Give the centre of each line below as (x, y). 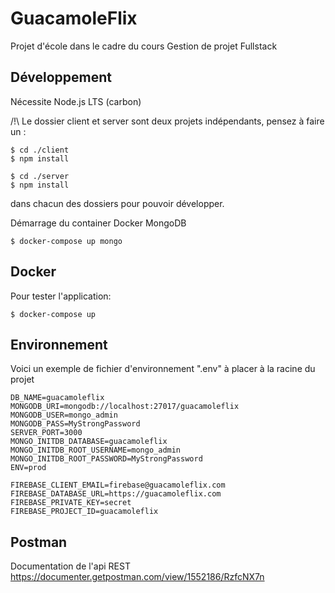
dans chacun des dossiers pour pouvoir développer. (117, 203)
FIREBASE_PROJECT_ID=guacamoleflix (84, 512)
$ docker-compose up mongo (66, 241)
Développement (61, 77)
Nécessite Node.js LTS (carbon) (76, 101)
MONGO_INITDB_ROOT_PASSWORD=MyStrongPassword (106, 459)
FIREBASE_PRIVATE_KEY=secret (71, 503)
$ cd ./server (40, 176)
